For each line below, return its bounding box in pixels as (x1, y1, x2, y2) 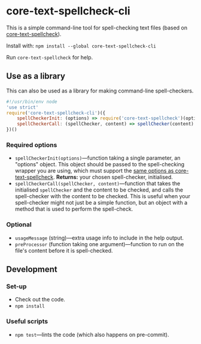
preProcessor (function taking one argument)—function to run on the (14, 240, 184, 247)
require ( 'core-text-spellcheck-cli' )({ (6, 110, 106, 116)
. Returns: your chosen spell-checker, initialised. (53, 174, 173, 181)
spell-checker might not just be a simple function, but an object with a (14, 199, 188, 207)
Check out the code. (14, 296, 66, 303)
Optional (6, 220, 32, 229)
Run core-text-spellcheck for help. (6, 53, 93, 61)
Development (6, 264, 58, 274)
